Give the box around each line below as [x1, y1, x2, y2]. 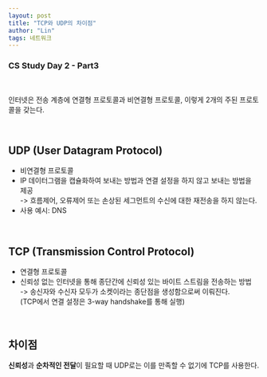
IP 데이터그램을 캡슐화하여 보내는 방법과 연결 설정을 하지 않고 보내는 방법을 [19, 176, 253, 186]
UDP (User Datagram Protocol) [8, 143, 163, 157]
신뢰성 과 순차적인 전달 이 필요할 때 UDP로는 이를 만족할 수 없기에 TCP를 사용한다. [8, 360, 260, 370]
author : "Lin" [8, 26, 56, 34]
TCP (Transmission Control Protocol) [8, 245, 195, 258]
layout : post [8, 11, 52, 20]
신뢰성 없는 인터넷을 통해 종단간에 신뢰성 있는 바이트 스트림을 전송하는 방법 [19, 277, 253, 287]
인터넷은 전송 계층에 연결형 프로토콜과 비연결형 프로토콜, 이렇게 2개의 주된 [8, 95, 238, 104]
